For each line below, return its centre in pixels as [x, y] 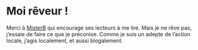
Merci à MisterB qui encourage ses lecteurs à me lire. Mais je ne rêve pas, [99, 28]
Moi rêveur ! [37, 11]
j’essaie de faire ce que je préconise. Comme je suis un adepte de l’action [98, 34]
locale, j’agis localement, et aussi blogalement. [65, 40]
